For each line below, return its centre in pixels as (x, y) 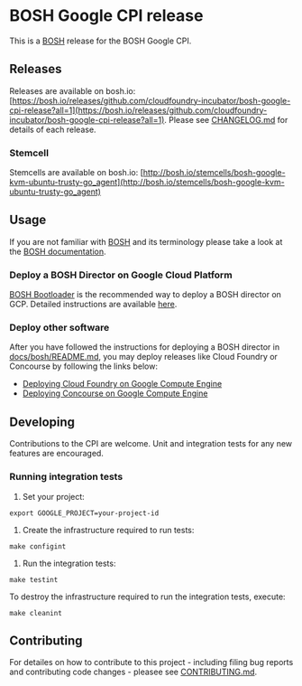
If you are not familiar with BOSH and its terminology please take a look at (146, 241)
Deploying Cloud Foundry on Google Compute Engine (122, 384)
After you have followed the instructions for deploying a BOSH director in (145, 347)
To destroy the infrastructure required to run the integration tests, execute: (147, 597)
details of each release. (53, 129)
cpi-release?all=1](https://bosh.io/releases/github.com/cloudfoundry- (138, 110)
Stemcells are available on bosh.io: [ (77, 173)
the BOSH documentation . (58, 251)
